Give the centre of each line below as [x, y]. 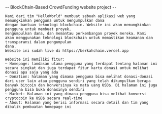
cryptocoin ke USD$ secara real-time [44, 98]
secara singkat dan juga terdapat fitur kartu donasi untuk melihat [77, 68]
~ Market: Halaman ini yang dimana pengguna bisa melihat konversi [76, 94]
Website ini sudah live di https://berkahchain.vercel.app [67, 51]
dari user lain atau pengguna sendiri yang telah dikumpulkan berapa [78, 81]
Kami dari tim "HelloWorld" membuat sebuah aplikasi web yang [70, 16]
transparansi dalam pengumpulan [38, 42]
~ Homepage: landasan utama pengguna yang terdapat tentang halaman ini [81, 64]
